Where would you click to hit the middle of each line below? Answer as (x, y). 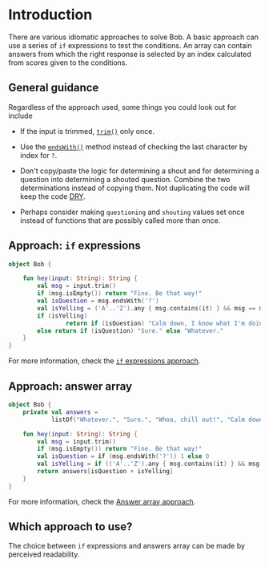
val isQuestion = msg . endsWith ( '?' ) (98, 301)
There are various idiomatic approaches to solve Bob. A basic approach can (133, 37)
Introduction (50, 15)
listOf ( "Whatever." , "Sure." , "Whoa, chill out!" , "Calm (148, 419)
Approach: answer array (70, 386)
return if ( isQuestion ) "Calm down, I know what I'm (155, 323)
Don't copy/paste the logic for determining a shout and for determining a (140, 171)
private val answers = (60, 412)
